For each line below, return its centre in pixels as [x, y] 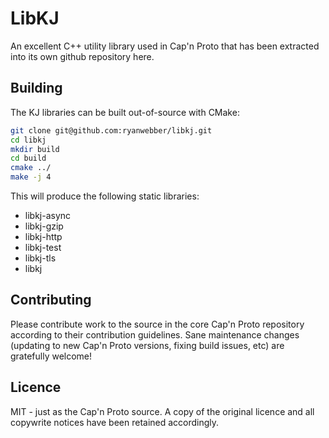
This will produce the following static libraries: [105, 196]
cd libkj [28, 140]
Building [36, 88]
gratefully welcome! [51, 356]
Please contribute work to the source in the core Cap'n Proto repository [157, 324]
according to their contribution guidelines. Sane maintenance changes [155, 334]
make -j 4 [31, 177]
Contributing [51, 300]
